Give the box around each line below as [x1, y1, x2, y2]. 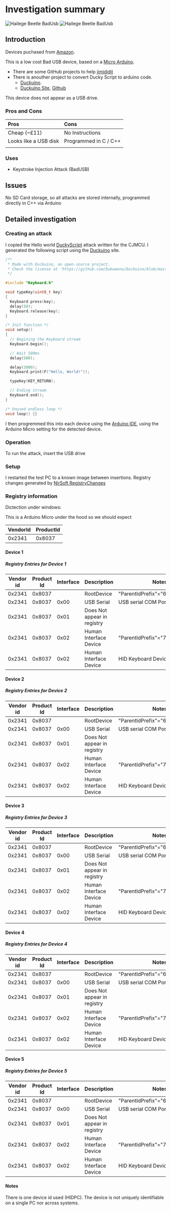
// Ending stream [10, 388, 47, 393]
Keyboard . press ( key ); [10, 299, 56, 304]
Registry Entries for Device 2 [5, 688, 67, 694]
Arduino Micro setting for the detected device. [5, 426, 102, 432]
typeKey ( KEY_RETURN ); [10, 379, 56, 384]
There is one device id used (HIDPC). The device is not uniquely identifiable [5, 1194, 164, 1200]
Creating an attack [5, 230, 52, 237]
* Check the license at [7, 266, 58, 271]
